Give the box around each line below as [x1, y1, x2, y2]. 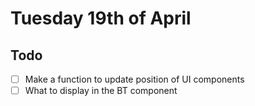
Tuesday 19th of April [10, 7, 192, 30]
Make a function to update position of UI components [24, 73, 245, 85]
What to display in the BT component [24, 85, 178, 97]
